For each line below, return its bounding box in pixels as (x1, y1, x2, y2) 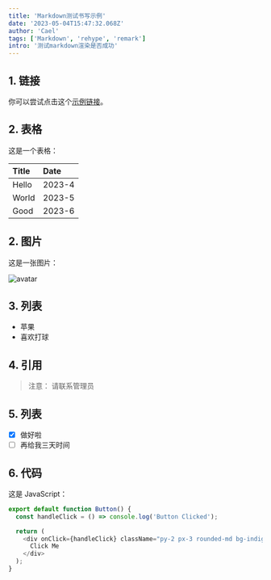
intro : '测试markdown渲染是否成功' (8, 42, 119, 50)
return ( (15, 527, 45, 536)
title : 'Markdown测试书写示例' (8, 11, 106, 20)
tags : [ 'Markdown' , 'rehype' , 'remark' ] (8, 34, 147, 43)
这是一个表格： (8, 145, 58, 155)
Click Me (29, 542, 60, 550)
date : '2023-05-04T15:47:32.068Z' (8, 19, 125, 27)
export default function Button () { (8, 505, 131, 513)
